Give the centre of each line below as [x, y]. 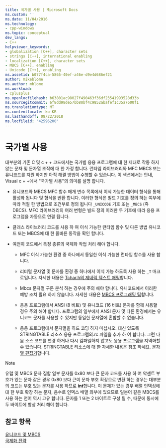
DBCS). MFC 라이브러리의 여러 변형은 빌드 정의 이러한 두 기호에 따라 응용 [83, 210]
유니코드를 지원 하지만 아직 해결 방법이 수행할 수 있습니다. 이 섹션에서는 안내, [79, 175]
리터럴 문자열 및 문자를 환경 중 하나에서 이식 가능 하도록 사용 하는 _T [85, 271]
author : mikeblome [24, 79]
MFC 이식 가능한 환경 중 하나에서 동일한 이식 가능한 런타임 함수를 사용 [87, 254]
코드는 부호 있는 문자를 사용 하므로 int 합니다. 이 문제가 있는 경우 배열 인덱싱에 [85, 386]
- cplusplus [17, 93]
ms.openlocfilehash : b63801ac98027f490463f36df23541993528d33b [72, 98]
